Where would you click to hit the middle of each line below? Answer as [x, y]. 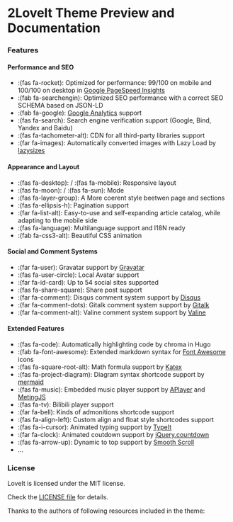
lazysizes [31, 151]
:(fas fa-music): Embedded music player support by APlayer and [111, 389]
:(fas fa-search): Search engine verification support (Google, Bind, [114, 120]
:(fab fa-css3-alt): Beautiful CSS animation [80, 235]
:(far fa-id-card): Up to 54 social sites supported [88, 282]
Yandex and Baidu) [45, 128]
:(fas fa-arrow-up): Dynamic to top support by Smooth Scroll [106, 442]
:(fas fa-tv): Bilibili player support [66, 404]
